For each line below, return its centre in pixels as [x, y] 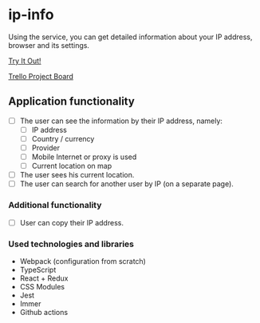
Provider [45, 148]
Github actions [44, 312]
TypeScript [38, 269]
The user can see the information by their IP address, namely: [121, 121]
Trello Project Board [41, 76]
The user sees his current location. [77, 175]
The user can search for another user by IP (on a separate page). [126, 184]
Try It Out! [25, 61]
